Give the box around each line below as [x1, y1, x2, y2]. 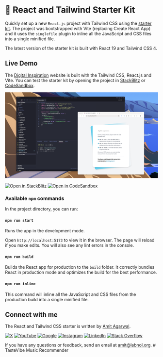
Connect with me [5, 310, 58, 319]
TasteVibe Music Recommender [5, 347, 69, 353]
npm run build [5, 254, 34, 259]
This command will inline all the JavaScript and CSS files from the [5, 291, 136, 297]
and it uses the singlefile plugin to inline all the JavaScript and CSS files [5, 31, 152, 36]
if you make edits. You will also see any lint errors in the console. [5, 243, 134, 248]
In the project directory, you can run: [5, 206, 78, 212]
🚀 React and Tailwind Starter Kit [5, 4, 135, 16]
